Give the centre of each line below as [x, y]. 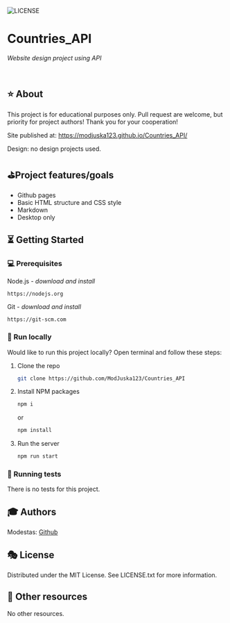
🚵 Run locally [29, 337]
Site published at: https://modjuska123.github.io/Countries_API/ [97, 135]
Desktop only [36, 217]
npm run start [37, 456]
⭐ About [25, 94]
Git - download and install [44, 307]
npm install [34, 431]
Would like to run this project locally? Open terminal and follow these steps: [115, 352]
